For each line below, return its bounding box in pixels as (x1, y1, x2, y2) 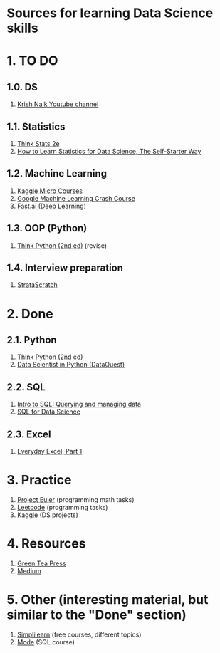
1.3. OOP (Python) (6, 222, 88, 234)
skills (6, 20, 38, 36)
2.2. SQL (6, 381, 46, 393)
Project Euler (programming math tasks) (16, 496, 135, 503)
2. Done (6, 305, 54, 322)
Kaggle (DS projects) (16, 511, 79, 519)
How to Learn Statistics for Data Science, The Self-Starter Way (16, 147, 201, 155)
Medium (16, 566, 42, 575)
